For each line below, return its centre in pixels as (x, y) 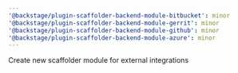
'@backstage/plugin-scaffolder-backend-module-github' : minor (114, 30)
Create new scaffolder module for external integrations (99, 60)
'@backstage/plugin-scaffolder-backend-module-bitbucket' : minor (119, 15)
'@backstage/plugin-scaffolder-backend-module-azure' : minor (112, 38)
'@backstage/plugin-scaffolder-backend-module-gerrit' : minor (114, 23)
